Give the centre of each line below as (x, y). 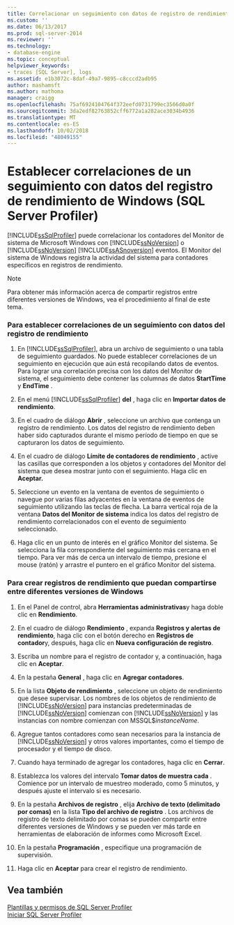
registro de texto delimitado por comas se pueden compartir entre (112, 819)
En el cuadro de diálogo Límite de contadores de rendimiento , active (117, 456)
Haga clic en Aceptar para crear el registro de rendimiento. (102, 868)
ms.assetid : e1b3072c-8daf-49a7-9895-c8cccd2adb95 (82, 79)
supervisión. (35, 854)
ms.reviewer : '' (31, 40)
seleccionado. (37, 529)
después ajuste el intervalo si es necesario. (79, 790)
